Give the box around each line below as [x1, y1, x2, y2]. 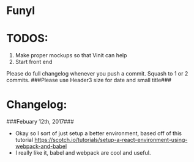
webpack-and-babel [15, 143, 67, 150]
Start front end [15, 58, 53, 66]
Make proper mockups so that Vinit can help [15, 52, 127, 59]
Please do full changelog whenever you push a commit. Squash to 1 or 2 [6, 70, 188, 77]
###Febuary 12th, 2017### [6, 118, 75, 125]
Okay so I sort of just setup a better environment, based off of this [15, 130, 182, 137]
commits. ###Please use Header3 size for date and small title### [6, 77, 171, 84]
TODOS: [6, 32, 48, 46]
